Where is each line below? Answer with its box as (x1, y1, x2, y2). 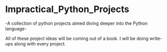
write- (149, 35, 162, 41)
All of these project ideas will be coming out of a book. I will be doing (5, 35, 149, 41)
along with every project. (14, 40, 66, 46)
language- (5, 25, 27, 31)
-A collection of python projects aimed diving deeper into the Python (5, 20, 148, 26)
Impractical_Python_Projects (5, 4, 130, 15)
